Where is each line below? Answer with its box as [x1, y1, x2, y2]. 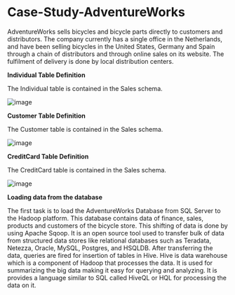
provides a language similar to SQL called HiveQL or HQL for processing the [7, 273, 227, 282]
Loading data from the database [7, 193, 103, 201]
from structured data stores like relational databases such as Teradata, [7, 236, 212, 245]
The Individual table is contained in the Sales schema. [7, 84, 163, 92]
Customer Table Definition [7, 111, 86, 120]
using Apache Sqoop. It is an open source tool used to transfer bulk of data [7, 228, 224, 237]
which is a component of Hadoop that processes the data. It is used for [7, 259, 213, 267]
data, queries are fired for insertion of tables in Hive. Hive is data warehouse [7, 251, 228, 259]
